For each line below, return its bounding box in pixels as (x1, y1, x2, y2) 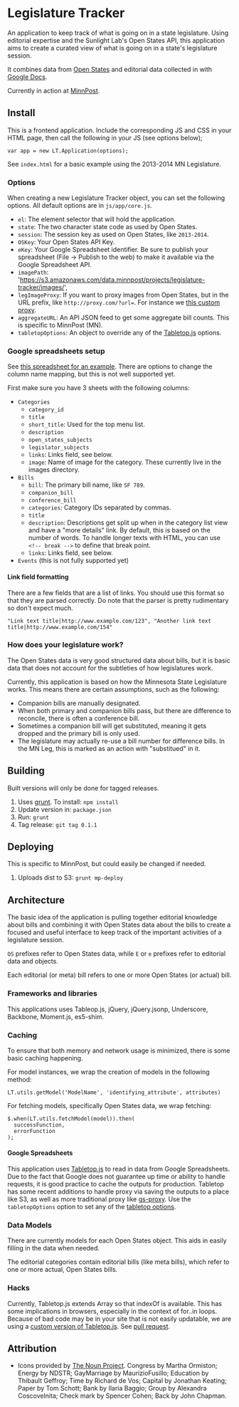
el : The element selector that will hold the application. (17, 215, 176, 223)
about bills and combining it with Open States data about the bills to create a (7, 920, 231, 929)
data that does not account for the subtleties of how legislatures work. (7, 663, 213, 672)
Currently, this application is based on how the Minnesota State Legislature (7, 678, 228, 686)
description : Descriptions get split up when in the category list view (28, 518, 228, 527)
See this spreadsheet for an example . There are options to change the (7, 362, 213, 371)
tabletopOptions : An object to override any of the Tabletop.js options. (17, 329, 222, 337)
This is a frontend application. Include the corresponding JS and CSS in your (7, 126, 232, 135)
